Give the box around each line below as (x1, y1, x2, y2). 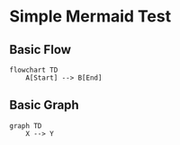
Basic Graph (9, 98, 79, 113)
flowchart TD (9, 65, 58, 74)
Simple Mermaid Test (9, 6, 172, 27)
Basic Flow (9, 42, 72, 57)
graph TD (9, 121, 42, 131)
